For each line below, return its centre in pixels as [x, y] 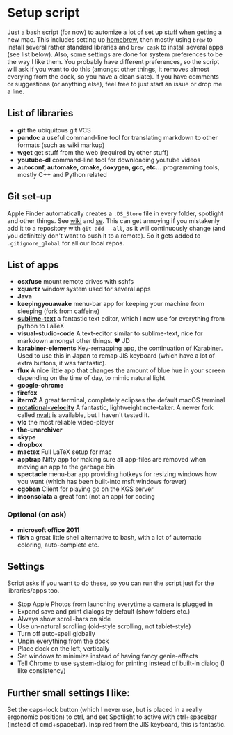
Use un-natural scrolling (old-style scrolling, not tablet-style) [104, 626]
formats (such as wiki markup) [61, 145]
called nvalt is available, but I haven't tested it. [83, 415]
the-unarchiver [40, 430]
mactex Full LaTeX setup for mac [65, 452]
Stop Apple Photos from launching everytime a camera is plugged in [115, 604]
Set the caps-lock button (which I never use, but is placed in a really [105, 710]
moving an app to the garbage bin [66, 467]
